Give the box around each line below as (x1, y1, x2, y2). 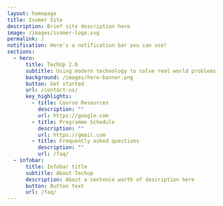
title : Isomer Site (7, 16, 63, 23)
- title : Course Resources (32, 100, 109, 106)
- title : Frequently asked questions (32, 138, 139, 145)
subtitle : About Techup (25, 170, 94, 176)
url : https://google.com (37, 112, 109, 119)
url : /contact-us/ (25, 87, 78, 93)
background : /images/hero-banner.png (25, 73, 134, 81)
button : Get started (25, 80, 84, 87)
